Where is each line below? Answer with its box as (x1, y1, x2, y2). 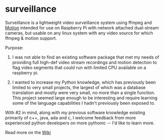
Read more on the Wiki (5, 129, 51, 135)
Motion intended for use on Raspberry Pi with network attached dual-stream (5, 24, 159, 30)
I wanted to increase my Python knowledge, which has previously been (12, 79, 156, 85)
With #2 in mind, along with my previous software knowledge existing (5, 109, 145, 116)
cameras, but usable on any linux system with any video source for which (5, 30, 153, 36)
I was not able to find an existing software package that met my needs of (12, 54, 160, 60)
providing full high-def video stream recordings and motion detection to (12, 59, 157, 65)
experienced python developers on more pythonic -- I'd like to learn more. (5, 120, 155, 126)
